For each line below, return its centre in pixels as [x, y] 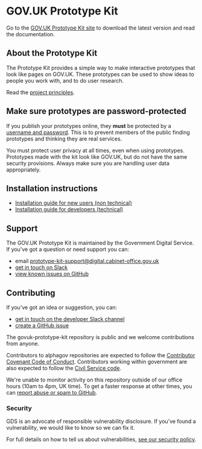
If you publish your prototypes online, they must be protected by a [89, 126]
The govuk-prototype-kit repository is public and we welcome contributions [100, 337]
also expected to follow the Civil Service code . [64, 368]
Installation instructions [52, 188]
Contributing [31, 293]
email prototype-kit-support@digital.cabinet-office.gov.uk [87, 261]
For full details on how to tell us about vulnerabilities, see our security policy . [101, 439]
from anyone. [23, 343]
